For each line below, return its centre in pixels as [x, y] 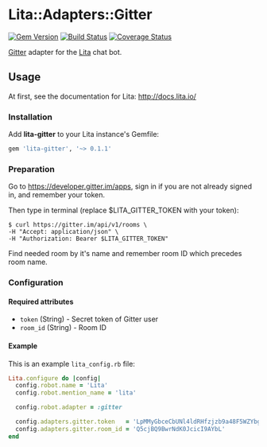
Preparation [32, 169]
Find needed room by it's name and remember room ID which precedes [125, 254]
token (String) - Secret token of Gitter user [89, 319]
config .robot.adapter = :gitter [69, 407]
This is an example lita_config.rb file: [72, 363]
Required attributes [41, 301]
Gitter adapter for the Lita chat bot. [65, 52]
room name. [28, 262]
